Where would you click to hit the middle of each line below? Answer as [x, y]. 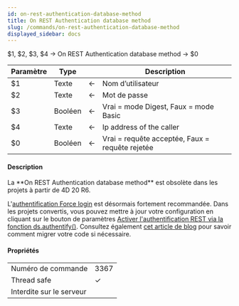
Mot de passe [125, 95]
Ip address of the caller [141, 127]
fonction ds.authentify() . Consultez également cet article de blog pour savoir [119, 227]
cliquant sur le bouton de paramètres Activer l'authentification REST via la [116, 219]
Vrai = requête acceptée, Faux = [156, 139]
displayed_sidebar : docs [44, 34]
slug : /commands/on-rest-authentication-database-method [94, 27]
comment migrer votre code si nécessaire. [69, 234]
